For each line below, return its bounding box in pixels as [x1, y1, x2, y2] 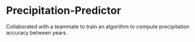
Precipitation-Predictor [6, 4, 122, 17]
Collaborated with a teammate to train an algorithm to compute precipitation [6, 23, 190, 30]
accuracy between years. [6, 29, 68, 36]
